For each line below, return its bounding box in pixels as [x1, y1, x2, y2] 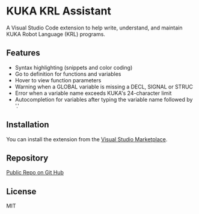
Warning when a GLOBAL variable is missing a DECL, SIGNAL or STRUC [14, 83, 194, 90]
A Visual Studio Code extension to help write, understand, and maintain [6, 24, 183, 31]
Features [6, 48, 40, 58]
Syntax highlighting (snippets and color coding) [14, 64, 133, 71]
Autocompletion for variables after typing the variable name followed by [14, 96, 193, 103]
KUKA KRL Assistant [6, 4, 111, 18]
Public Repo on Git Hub [6, 169, 64, 176]
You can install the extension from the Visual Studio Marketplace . [6, 135, 168, 142]
